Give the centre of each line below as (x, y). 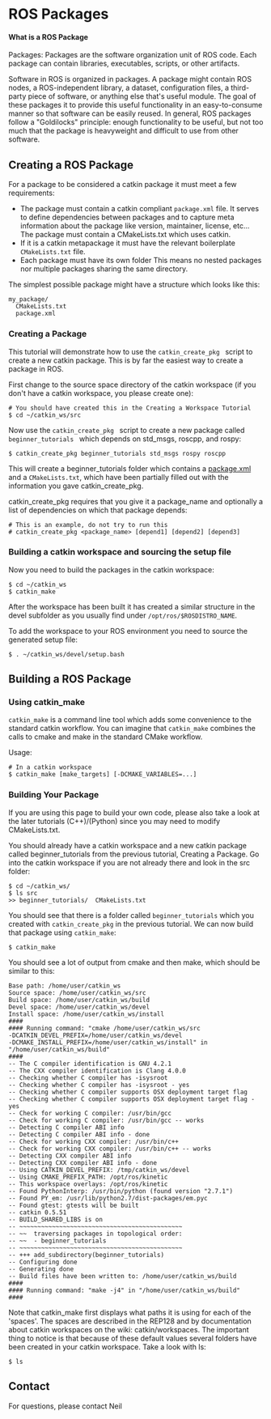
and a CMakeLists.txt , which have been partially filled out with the (119, 477)
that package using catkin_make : (62, 933)
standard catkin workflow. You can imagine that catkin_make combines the (132, 729)
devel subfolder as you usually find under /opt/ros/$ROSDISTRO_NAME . (123, 615)
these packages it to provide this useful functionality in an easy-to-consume (135, 105)
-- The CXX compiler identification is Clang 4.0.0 (97, 1071)
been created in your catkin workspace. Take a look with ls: (107, 1347)
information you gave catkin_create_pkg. (76, 486)
